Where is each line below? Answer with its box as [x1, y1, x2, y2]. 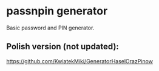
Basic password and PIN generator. [6, 24, 95, 31]
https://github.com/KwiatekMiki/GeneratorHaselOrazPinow [6, 57, 154, 64]
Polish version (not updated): [6, 42, 120, 52]
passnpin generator [6, 4, 108, 18]
